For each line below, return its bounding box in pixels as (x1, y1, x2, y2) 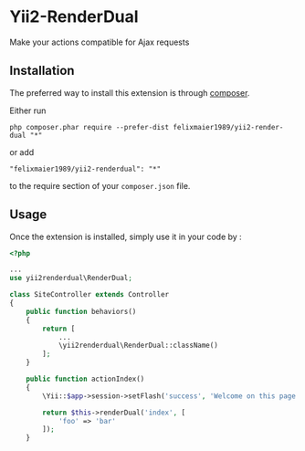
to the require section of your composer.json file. (9, 180, 191, 191)
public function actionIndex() (26, 374, 145, 384)
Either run (9, 105, 47, 116)
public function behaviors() (26, 307, 137, 316)
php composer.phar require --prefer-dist (9, 122, 170, 131)
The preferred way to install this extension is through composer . (9, 87, 250, 98)
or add (9, 146, 35, 157)
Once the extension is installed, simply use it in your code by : (9, 231, 242, 242)
